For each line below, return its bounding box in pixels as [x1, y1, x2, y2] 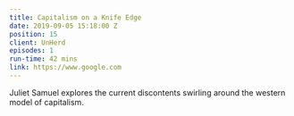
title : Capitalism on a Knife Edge [9, 12, 142, 22]
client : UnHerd [9, 37, 66, 47]
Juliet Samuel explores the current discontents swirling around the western [9, 87, 286, 98]
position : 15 [9, 29, 58, 38]
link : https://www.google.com [9, 63, 122, 72]
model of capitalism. [9, 96, 85, 107]
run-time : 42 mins [9, 54, 78, 63]
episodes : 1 [9, 46, 54, 55]
